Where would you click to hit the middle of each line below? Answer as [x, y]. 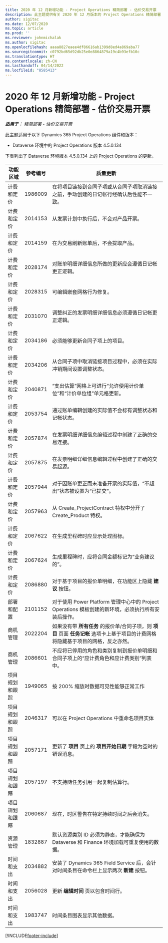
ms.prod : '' [17, 33]
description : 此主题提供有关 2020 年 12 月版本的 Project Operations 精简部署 [83, 15]
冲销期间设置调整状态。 [80, 369]
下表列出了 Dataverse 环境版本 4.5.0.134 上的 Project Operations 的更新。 [81, 156]
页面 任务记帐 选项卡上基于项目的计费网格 [107, 634]
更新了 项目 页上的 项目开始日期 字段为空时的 [105, 746]
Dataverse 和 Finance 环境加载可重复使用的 [103, 842]
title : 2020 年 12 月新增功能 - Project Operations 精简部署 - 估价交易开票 [81, 10]
